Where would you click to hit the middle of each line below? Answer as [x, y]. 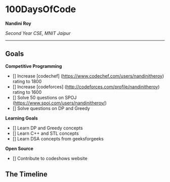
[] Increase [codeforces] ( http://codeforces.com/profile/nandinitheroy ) [86, 87]
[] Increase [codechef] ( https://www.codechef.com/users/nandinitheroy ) [88, 76]
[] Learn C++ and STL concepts [46, 133]
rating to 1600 [27, 92]
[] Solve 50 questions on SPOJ [45, 97]
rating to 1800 [27, 81]
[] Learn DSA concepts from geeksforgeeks [58, 138]
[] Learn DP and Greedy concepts [48, 128]
